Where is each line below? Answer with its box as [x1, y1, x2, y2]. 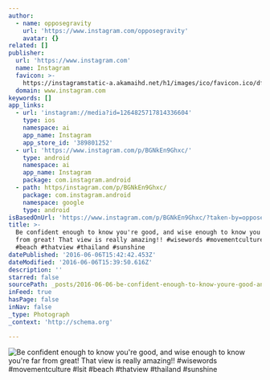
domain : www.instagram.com [15, 86, 106, 95]
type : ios [22, 116, 56, 125]
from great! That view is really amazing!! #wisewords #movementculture [15, 236, 264, 244]
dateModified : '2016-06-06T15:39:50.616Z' [8, 258, 153, 266]
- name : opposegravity [15, 19, 92, 27]
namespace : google [22, 198, 84, 206]
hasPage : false [8, 296, 59, 304]
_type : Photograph [8, 310, 70, 318]
